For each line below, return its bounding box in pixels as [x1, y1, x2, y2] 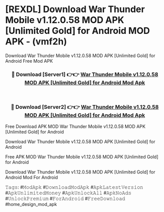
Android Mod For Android [5, 174, 58, 180]
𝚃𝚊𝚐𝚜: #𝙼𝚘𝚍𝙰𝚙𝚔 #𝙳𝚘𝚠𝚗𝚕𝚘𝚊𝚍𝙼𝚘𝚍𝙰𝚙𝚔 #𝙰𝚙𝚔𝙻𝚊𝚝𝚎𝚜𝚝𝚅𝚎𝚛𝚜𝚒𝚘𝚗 [5, 184, 144, 190]
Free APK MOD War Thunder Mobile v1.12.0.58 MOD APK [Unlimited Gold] [5, 153, 159, 160]
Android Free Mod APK [5, 58, 53, 64]
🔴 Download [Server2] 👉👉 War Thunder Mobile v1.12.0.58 [11, 104, 159, 111]
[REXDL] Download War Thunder [5, 4, 145, 15]
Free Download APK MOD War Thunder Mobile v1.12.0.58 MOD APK [5, 123, 146, 130]
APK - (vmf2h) [5, 36, 67, 48]
